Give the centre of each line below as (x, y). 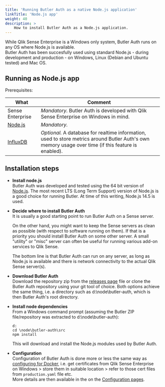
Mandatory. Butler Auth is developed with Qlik (94, 110)
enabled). (52, 151)
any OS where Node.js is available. (40, 47)
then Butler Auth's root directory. (45, 297)
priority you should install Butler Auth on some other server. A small (80, 236)
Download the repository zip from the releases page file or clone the (81, 281)
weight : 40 (16, 19)
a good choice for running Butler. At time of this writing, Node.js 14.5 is (84, 196)
